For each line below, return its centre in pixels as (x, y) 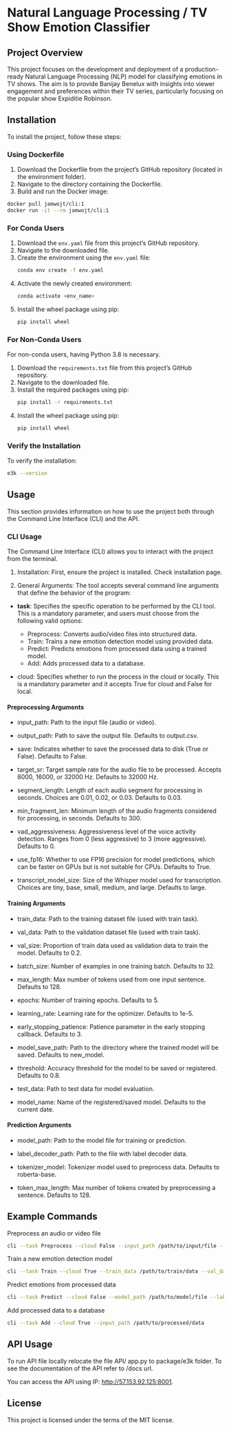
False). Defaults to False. (52, 756)
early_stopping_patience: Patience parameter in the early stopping (111, 1026)
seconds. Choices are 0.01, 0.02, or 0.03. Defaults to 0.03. (99, 798)
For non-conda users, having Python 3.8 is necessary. (84, 354)
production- (201, 69)
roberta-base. (37, 1174)
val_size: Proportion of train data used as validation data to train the (112, 945)
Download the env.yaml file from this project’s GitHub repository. (108, 243)
